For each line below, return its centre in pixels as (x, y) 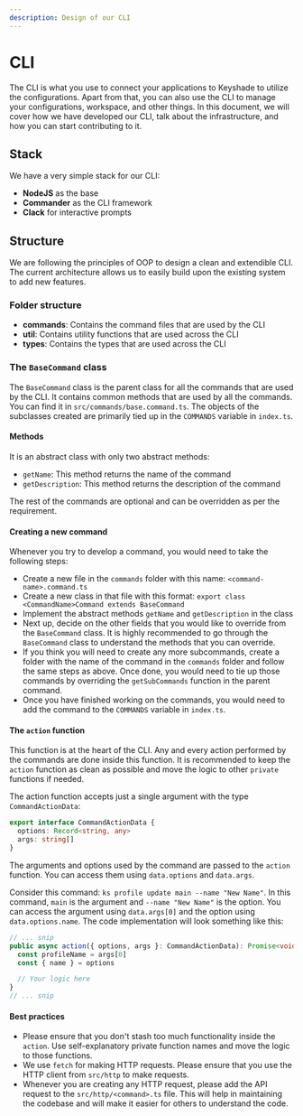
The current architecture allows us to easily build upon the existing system (147, 273)
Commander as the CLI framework (87, 203)
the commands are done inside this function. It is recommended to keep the (150, 760)
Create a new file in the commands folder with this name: (124, 579)
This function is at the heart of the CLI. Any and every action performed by (148, 750)
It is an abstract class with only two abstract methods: (110, 456)
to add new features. (48, 282)
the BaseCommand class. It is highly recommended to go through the (145, 633)
